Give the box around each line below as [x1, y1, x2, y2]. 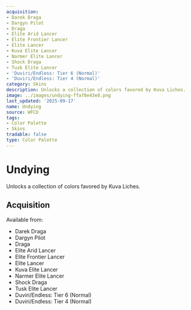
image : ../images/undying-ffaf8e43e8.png [6, 92, 111, 98]
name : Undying [6, 103, 42, 110]
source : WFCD [6, 109, 39, 115]
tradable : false [6, 131, 47, 138]
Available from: [6, 216, 43, 223]
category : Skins [6, 82, 47, 88]
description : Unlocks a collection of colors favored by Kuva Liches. [6, 87, 186, 93]
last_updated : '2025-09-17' [6, 98, 77, 104]
